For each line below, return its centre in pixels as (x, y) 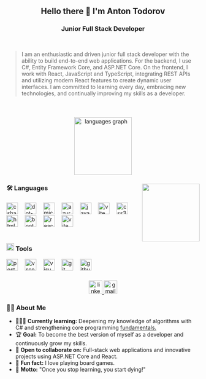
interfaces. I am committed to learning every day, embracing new (104, 87)
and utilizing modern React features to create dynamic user (96, 80)
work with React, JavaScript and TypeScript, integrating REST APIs (106, 74)
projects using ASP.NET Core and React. (67, 356)
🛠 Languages (27, 188)
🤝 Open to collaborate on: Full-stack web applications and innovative (103, 350)
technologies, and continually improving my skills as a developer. (103, 93)
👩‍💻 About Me (26, 308)
